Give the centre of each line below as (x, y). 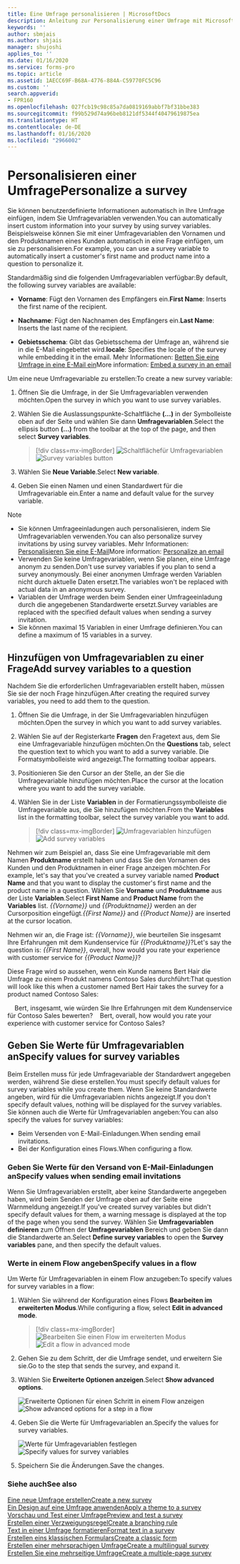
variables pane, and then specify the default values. (84, 1245)
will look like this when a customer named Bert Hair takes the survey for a (115, 986)
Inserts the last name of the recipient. (73, 328)
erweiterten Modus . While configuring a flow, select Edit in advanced (120, 1308)
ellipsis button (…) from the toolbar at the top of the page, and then (117, 429)
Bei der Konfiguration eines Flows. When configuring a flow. (105, 1149)
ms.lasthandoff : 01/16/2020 (49, 134)
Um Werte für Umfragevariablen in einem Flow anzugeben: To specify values (120, 1279)
